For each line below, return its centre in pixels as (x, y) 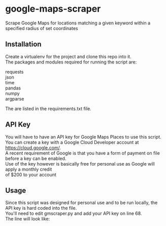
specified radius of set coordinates (42, 28)
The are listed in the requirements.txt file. (48, 108)
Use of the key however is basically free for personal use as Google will (80, 164)
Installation (23, 44)
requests (14, 72)
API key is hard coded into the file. (41, 208)
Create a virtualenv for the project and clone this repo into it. (68, 56)
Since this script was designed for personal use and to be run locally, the (81, 203)
